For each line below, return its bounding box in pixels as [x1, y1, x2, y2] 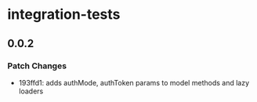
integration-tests [7, 5, 121, 24]
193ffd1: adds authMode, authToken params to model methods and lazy [18, 78, 250, 87]
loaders [18, 86, 44, 96]
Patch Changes [7, 60, 67, 71]
